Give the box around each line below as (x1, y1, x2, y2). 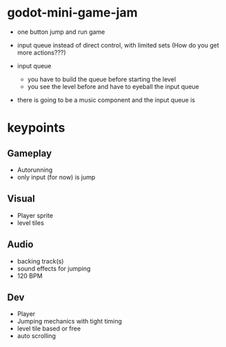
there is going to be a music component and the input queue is (17, 95, 195, 104)
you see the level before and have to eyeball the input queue (27, 82, 200, 90)
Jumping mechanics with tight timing (17, 317, 123, 326)
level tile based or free (17, 324, 81, 333)
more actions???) (17, 48, 67, 57)
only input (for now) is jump (17, 172, 96, 181)
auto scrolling (17, 332, 56, 340)
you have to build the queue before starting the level (27, 75, 176, 83)
